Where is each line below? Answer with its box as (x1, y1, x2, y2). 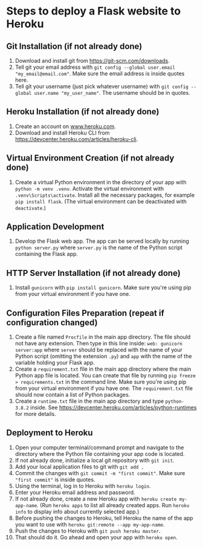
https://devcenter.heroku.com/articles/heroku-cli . (14, 135, 138, 142)
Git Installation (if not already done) (6, 41, 143, 51)
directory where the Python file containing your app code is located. (14, 450, 185, 457)
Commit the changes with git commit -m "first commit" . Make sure (14, 469, 185, 476)
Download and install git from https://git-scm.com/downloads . (14, 57, 170, 64)
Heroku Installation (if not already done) (6, 107, 159, 117)
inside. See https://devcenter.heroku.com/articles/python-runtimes (30, 404, 197, 411)
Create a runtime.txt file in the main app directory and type (14, 397, 164, 405)
